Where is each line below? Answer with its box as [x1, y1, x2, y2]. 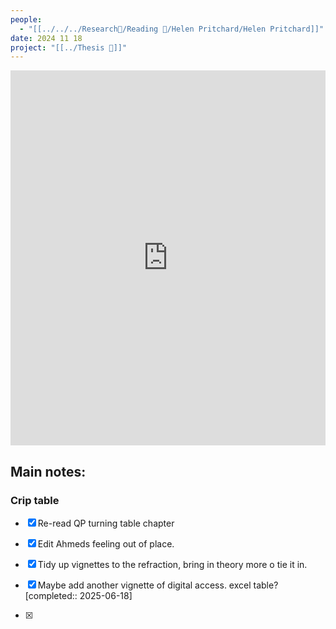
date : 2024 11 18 [10, 33, 83, 43]
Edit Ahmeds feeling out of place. [37, 537, 175, 550]
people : [10, 14, 43, 25]
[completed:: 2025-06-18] [24, 589, 133, 601]
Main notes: [10, 463, 87, 480]
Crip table [10, 493, 60, 507]
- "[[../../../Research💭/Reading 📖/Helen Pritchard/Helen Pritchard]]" [19, 24, 325, 34]
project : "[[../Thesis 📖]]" [10, 42, 128, 53]
